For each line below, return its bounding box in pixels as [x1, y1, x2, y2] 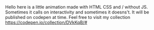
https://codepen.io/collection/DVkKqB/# [5, 19, 88, 25]
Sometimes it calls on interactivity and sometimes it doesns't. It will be [5, 9, 150, 15]
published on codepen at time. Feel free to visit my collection [5, 15, 131, 20]
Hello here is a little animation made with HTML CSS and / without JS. [5, 4, 148, 10]
